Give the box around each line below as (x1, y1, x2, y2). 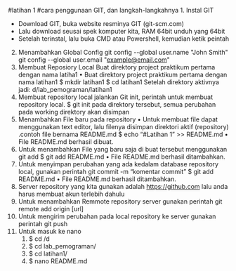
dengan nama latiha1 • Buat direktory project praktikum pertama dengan (18, 70, 228, 79)
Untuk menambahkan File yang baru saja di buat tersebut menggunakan (18, 145, 228, 153)
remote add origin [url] (18, 205, 84, 213)
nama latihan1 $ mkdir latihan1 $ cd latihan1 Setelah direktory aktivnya (18, 78, 220, 86)
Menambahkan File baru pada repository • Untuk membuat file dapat (18, 115, 218, 124)
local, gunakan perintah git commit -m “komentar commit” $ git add (18, 168, 214, 176)
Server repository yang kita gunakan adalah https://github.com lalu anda (18, 183, 228, 190)
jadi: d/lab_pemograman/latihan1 (18, 86, 112, 93)
